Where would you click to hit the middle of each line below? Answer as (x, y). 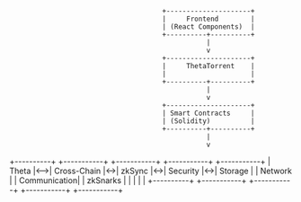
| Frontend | (208, 19)
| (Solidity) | (208, 121)
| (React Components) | (208, 27)
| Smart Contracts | (208, 113)
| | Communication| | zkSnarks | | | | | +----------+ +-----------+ (128, 180)
